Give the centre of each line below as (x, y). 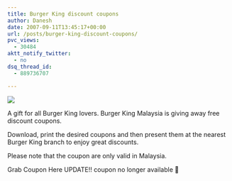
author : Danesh (30, 21)
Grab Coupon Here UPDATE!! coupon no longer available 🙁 (93, 169)
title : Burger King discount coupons (63, 14)
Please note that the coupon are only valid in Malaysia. (87, 155)
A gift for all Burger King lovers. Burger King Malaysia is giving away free (114, 113)
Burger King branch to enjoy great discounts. (73, 142)
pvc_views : (23, 40)
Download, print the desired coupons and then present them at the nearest (117, 134)
